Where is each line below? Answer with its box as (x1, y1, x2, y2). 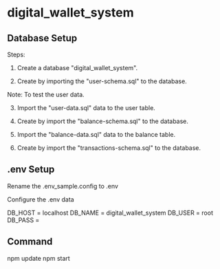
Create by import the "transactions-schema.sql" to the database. (16, 144, 201, 152)
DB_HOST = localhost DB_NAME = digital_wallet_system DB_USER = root (7, 208, 213, 217)
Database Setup (7, 32, 78, 44)
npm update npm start (7, 254, 70, 262)
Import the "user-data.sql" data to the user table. (16, 104, 156, 111)
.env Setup (7, 164, 55, 175)
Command (7, 236, 53, 248)
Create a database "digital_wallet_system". (16, 64, 138, 72)
